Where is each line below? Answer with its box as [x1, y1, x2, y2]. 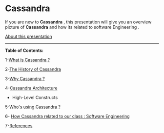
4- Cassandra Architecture [5, 85, 58, 91]
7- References [5, 122, 33, 129]
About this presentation [5, 33, 52, 39]
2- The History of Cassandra [5, 66, 61, 72]
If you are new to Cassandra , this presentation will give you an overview [5, 19, 152, 25]
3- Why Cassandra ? [5, 76, 45, 82]
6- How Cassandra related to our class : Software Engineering [5, 113, 130, 119]
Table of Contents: [5, 47, 44, 53]
